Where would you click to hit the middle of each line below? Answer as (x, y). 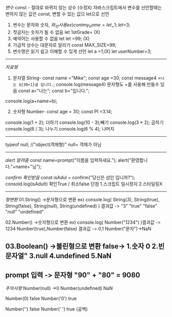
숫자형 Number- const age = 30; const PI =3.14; (62, 111)
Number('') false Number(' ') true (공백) (47, 309)
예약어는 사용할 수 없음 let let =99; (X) (51, 38)
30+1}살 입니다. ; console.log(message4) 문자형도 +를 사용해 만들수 (91, 84)
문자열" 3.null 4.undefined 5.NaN (58, 256)
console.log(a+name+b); (31, 101)
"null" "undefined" (25, 212)
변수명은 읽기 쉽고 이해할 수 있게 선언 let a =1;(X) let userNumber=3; (82, 51)
